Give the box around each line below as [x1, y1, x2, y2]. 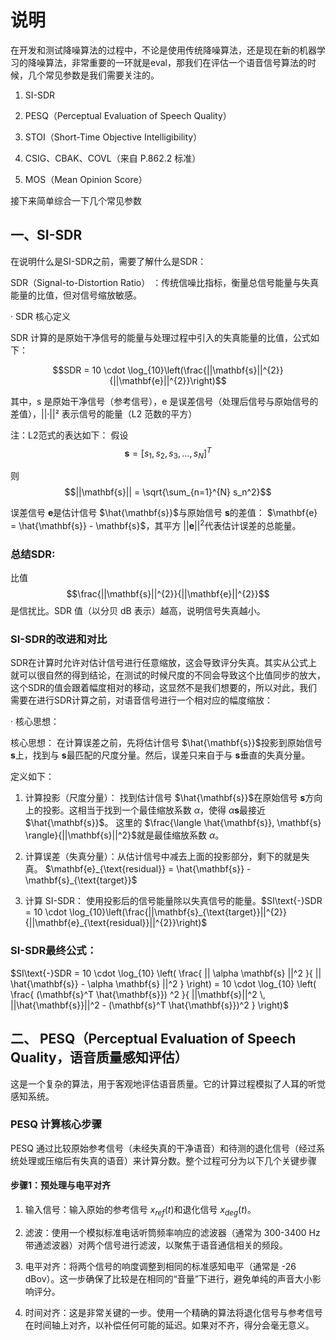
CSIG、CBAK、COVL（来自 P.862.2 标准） [24, 152, 202, 164]
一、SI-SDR [10, 227, 83, 244]
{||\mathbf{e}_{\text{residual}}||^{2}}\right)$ [24, 917, 208, 929]
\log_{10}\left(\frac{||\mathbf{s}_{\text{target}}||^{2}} [68, 906, 288, 918]
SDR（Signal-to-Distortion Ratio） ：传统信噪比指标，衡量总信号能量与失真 [10, 276, 320, 288]
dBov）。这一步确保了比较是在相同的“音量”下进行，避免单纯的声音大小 [24, 1272, 313, 1285]
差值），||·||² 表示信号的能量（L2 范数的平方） [10, 407, 198, 420]
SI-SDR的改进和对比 [10, 632, 108, 646]
